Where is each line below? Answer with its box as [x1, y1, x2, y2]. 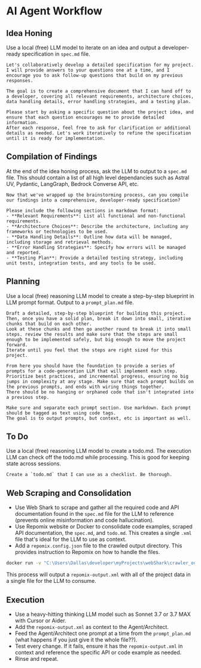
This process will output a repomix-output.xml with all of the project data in [6, 571, 191, 578]
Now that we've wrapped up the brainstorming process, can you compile [6, 192, 188, 198]
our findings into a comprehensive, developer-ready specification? [6, 197, 181, 203]
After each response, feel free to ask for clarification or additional [6, 125, 191, 131]
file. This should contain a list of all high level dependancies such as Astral [6, 174, 190, 181]
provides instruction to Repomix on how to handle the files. [14, 549, 160, 556]
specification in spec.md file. [22, 50, 91, 58]
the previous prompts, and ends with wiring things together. [6, 384, 165, 390]
